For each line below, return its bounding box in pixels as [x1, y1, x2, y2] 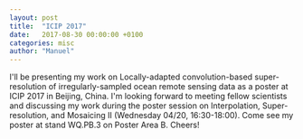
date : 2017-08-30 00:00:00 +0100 [9, 30, 144, 39]
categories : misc [9, 38, 75, 48]
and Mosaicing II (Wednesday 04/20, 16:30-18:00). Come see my [51, 110, 294, 121]
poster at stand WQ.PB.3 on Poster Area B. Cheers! [9, 119, 200, 131]
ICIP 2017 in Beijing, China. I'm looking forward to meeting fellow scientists [9, 91, 288, 102]
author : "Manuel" [9, 47, 75, 56]
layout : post [9, 13, 59, 23]
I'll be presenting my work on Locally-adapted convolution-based [9, 71, 253, 82]
